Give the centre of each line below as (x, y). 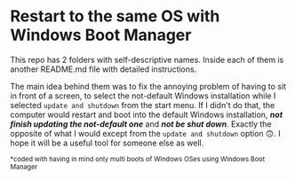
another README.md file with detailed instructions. (104, 69)
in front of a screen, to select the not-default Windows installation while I (143, 96)
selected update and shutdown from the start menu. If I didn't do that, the (143, 105)
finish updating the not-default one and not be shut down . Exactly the (141, 124)
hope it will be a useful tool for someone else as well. (107, 143)
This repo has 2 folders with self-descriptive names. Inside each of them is (147, 59)
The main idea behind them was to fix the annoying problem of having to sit (148, 86)
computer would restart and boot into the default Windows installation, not (147, 114)
